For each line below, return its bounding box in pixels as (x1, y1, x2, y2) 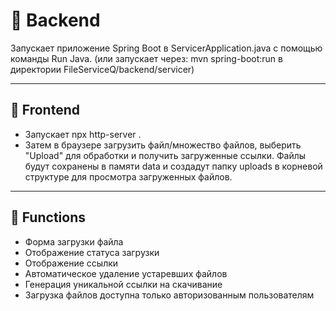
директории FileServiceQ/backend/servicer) (10, 63, 195, 75)
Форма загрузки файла (24, 235, 124, 248)
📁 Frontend (10, 102, 80, 119)
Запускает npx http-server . (24, 128, 142, 140)
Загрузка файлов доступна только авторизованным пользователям (24, 289, 315, 301)
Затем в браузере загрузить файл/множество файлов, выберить (24, 139, 302, 151)
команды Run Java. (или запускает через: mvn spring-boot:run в (10, 52, 283, 64)
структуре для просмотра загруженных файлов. (24, 170, 233, 183)
